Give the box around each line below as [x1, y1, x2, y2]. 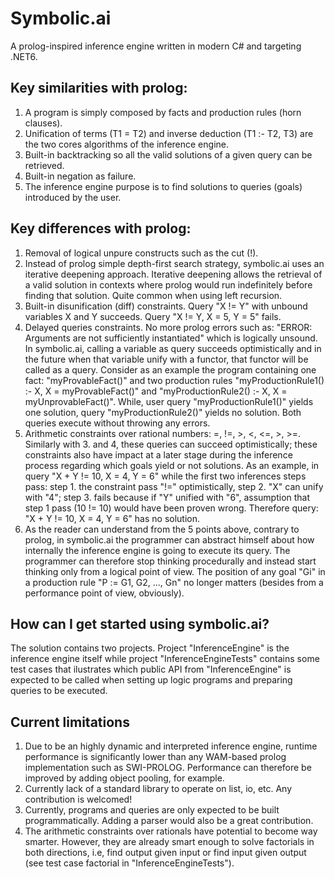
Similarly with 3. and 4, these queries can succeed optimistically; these [24, 438, 318, 450]
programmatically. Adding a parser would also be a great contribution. [24, 815, 314, 827]
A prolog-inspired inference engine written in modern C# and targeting [10, 40, 302, 52]
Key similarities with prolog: [10, 80, 188, 97]
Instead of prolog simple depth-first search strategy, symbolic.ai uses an [24, 257, 325, 269]
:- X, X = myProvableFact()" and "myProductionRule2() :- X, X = [24, 385, 288, 397]
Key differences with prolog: [10, 220, 192, 237]
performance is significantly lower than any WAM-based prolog [24, 751, 287, 763]
